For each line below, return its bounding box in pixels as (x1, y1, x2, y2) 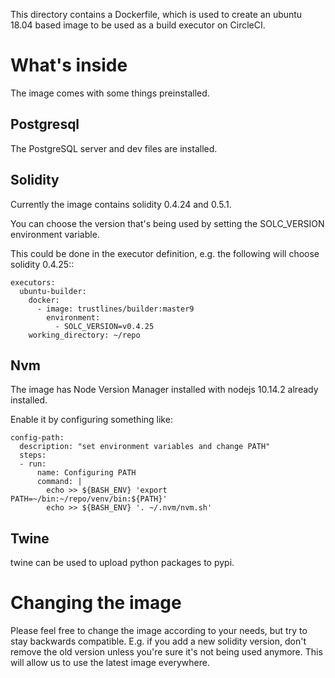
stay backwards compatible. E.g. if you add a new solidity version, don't (10, 635, 307, 648)
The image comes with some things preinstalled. (10, 87, 210, 99)
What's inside (10, 54, 128, 77)
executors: (10, 277, 56, 288)
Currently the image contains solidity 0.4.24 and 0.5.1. (10, 198, 232, 210)
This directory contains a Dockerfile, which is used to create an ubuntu (10, 9, 303, 20)
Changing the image (10, 592, 182, 614)
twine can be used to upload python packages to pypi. (10, 557, 235, 569)
